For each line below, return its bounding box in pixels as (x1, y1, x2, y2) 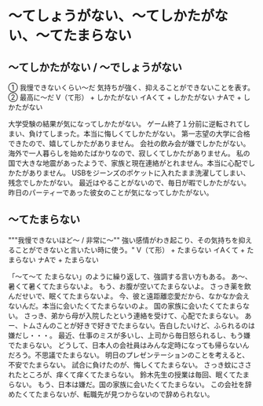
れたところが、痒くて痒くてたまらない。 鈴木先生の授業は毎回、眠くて (8, 370, 236, 379)
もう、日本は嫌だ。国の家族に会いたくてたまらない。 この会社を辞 (37, 379, 253, 389)
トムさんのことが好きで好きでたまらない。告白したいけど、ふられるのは (21, 320, 255, 330)
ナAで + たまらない (37, 254, 100, 264)
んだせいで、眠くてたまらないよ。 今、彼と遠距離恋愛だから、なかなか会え (8, 291, 250, 301)
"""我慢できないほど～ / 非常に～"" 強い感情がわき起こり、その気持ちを (8, 235, 239, 244)
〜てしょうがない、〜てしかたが (8, 7, 215, 25)
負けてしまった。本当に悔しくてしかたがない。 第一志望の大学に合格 (28, 129, 250, 138)
